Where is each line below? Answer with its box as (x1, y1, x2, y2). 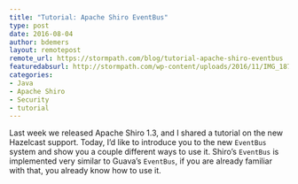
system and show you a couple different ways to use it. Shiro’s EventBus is (9, 147, 279, 157)
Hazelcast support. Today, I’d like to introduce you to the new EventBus (9, 137, 267, 148)
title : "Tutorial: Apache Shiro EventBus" (9, 12, 169, 22)
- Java (9, 79, 34, 88)
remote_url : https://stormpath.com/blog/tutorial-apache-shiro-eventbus (9, 54, 284, 63)
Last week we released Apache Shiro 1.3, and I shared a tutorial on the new (9, 127, 284, 138)
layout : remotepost (9, 46, 82, 55)
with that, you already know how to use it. (9, 165, 161, 176)
